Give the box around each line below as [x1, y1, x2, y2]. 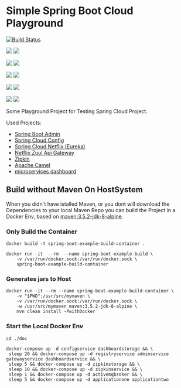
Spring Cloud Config [14, 137, 64, 144]
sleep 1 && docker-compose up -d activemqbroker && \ [8, 371, 143, 377]
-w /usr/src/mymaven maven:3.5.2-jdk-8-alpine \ [16, 304, 138, 309]
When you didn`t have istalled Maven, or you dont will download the [6, 200, 170, 207]
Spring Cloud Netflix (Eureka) [14, 142, 86, 150]
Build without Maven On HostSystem [6, 185, 144, 195]
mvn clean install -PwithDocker [16, 309, 95, 315]
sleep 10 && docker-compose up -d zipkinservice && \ [8, 366, 143, 372]
